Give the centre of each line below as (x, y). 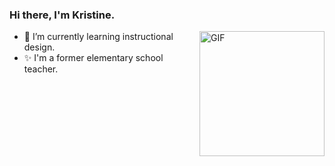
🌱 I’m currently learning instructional (98, 37)
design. (39, 47)
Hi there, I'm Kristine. (62, 15)
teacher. (41, 69)
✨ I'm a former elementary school (93, 58)
